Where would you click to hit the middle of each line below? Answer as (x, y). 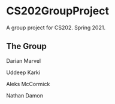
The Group (26, 46)
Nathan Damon (25, 95)
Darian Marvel (23, 60)
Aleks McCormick (28, 84)
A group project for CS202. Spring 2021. (56, 27)
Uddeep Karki (23, 72)
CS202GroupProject (58, 11)
